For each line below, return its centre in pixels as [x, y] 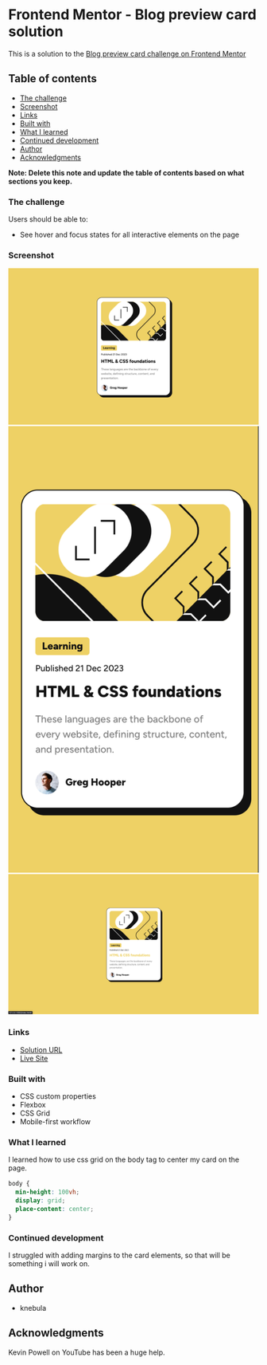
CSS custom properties [58, 1096]
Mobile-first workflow [55, 1121]
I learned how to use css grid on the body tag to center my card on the [124, 1160]
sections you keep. [41, 181]
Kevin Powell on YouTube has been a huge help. [87, 1352]
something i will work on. [49, 1263]
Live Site [34, 1058]
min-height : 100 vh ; [48, 1192]
